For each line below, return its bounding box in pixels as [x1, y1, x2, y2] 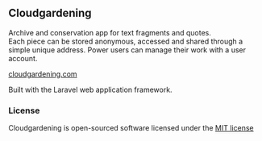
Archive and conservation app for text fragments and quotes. [8, 27, 211, 37]
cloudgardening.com [8, 68, 78, 79]
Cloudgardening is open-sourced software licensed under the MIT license [8, 123, 254, 133]
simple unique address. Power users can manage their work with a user [8, 44, 246, 55]
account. [8, 53, 38, 63]
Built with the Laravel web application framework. [8, 85, 173, 94]
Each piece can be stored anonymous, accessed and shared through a [8, 36, 243, 46]
